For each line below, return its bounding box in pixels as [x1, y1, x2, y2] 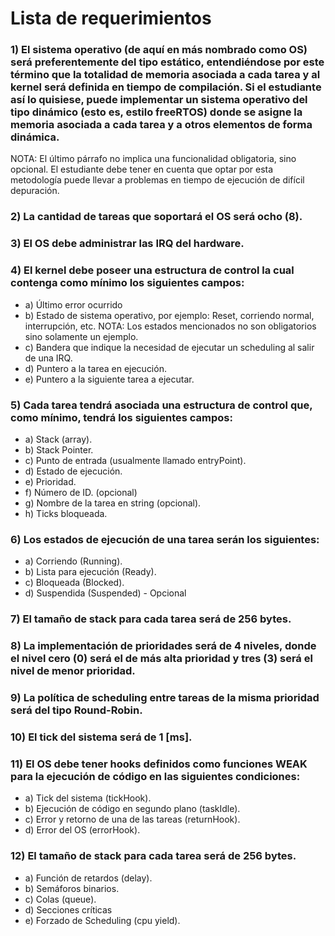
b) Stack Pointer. [24, 443, 94, 456]
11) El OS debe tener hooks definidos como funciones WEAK [10, 757, 308, 771]
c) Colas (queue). [24, 893, 97, 905]
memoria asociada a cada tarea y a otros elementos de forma [10, 118, 313, 132]
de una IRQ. [24, 352, 73, 364]
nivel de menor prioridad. [10, 664, 136, 678]
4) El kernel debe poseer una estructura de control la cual [10, 263, 295, 277]
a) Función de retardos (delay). [24, 872, 153, 884]
